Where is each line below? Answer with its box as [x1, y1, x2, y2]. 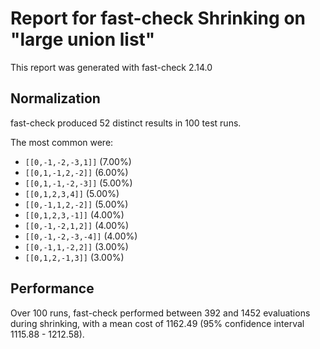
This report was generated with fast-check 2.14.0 [10, 61, 213, 73]
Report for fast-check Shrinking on [10, 7, 306, 30]
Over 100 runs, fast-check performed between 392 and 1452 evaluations [10, 307, 311, 319]
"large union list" [10, 28, 156, 51]
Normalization [10, 90, 101, 107]
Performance [10, 280, 95, 297]
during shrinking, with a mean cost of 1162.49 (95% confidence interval [10, 317, 305, 329]
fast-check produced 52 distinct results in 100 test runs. [10, 117, 242, 129]
